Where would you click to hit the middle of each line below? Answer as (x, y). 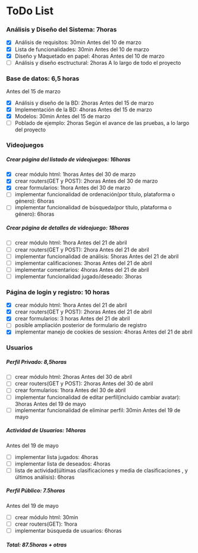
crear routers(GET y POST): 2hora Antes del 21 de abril (82, 249)
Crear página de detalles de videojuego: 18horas (68, 228)
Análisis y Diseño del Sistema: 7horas (62, 30)
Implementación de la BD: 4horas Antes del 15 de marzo (84, 110)
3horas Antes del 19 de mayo (50, 404)
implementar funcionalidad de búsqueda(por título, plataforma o (93, 208)
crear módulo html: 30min (46, 517)
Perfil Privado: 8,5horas (37, 362)
